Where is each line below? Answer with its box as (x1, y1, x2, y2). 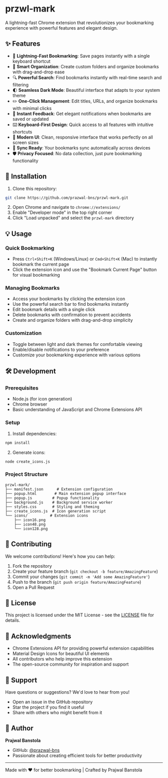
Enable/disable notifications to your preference (12, 346, 109, 352)
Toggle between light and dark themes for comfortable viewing (12, 341, 142, 347)
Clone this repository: (12, 185, 57, 191)
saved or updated (12, 116, 49, 122)
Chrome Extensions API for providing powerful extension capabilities (12, 645, 154, 652)
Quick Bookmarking (5, 244, 54, 251)
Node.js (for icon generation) (12, 396, 72, 402)
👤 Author (5, 724, 33, 733)
